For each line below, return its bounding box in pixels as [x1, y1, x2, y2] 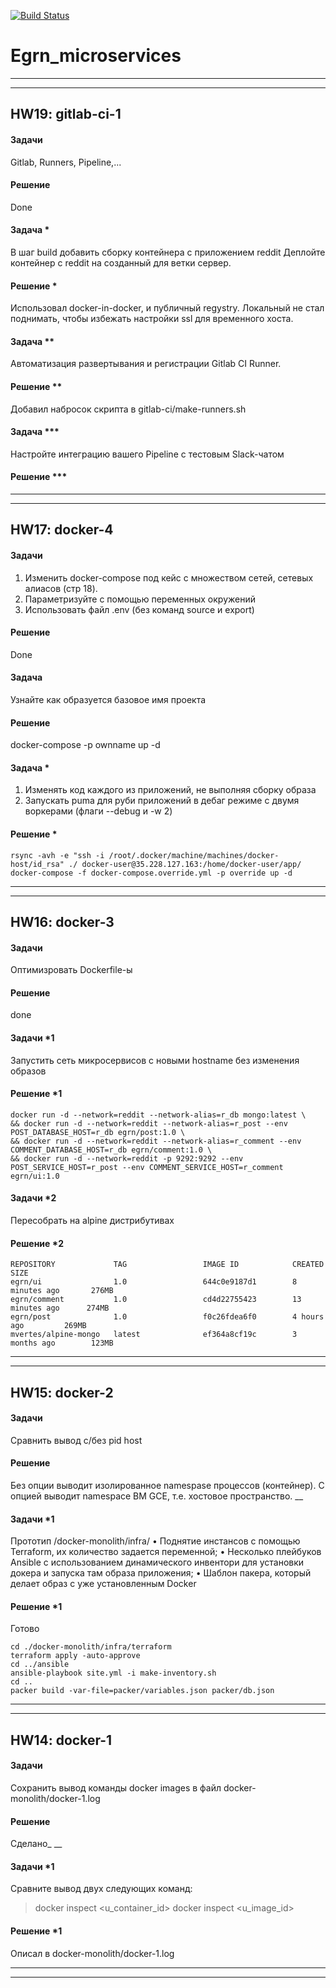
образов [10, 1065, 47, 1077]
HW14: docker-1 [10, 1731, 113, 1749]
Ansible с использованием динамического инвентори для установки [10, 1556, 305, 1569]
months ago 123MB [10, 1338, 114, 1349]
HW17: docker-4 [10, 521, 114, 539]
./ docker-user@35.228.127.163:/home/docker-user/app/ [68, 859, 302, 869]
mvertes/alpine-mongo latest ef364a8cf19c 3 [10, 1330, 298, 1340]
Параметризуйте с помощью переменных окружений [24, 593, 256, 605]
